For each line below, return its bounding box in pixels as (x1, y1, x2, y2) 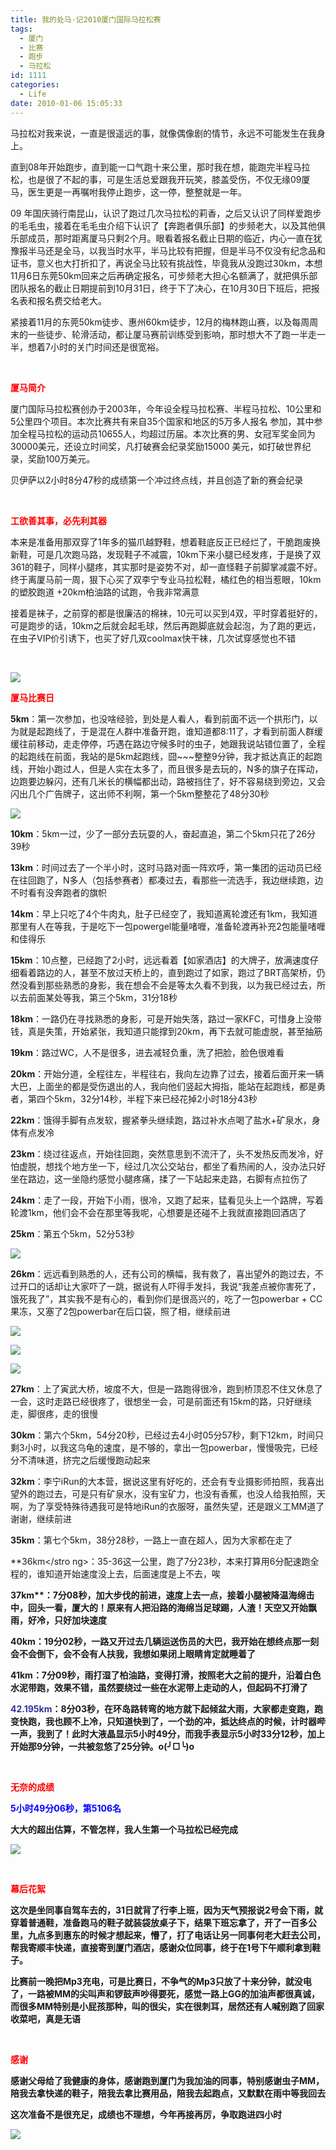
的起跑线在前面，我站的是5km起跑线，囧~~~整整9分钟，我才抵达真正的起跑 (10, 750, 323, 762)
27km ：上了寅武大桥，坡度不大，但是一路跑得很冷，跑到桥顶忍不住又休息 (10, 1382, 315, 1395)
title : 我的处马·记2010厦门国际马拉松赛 (10, 14, 162, 25)
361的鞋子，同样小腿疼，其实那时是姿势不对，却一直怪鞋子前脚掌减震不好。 (10, 561, 323, 573)
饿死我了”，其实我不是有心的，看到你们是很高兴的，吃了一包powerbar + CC (10, 1292, 323, 1305)
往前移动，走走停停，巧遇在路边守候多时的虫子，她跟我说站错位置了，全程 (18, 737, 326, 750)
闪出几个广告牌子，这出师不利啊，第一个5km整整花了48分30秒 (10, 787, 270, 800)
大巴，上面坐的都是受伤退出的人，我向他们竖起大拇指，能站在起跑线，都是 (10, 1080, 317, 1092)
